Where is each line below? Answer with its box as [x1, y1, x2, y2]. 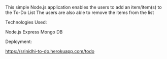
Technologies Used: [5, 19, 47, 25]
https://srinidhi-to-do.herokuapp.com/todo [5, 48, 95, 54]
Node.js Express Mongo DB [5, 29, 63, 34]
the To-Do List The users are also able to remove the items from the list [5, 9, 154, 15]
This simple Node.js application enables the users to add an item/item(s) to [5, 4, 162, 10]
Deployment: [5, 38, 32, 44]
